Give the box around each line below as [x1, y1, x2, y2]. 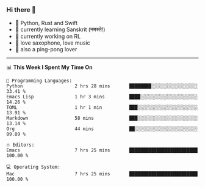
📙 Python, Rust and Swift [15, 20, 78, 27]
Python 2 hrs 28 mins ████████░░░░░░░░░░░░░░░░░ [6, 83, 198, 89]
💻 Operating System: [6, 164, 61, 170]
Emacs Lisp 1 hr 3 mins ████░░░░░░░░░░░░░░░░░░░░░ [6, 94, 198, 100]
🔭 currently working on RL [15, 33, 81, 40]
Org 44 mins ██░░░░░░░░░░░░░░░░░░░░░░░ [6, 126, 198, 132]
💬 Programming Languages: [6, 78, 72, 84]
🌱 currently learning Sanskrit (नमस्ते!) [15, 26, 106, 33]
